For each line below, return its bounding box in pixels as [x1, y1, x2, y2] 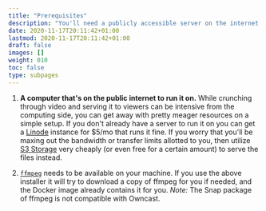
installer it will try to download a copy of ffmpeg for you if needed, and [19, 177, 252, 186]
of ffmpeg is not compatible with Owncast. [19, 193, 161, 203]
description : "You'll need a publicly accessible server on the [8, 19, 227, 27]
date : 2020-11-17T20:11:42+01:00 [8, 26, 120, 34]
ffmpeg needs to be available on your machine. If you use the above [19, 168, 242, 177]
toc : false [8, 64, 45, 72]
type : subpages [8, 71, 59, 79]
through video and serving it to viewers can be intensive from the [19, 102, 235, 111]
